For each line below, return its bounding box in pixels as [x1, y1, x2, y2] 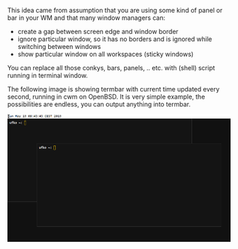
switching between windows [17, 43, 101, 50]
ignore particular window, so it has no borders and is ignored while [17, 35, 212, 43]
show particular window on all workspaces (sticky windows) [17, 50, 194, 58]
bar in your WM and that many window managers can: [7, 13, 166, 22]
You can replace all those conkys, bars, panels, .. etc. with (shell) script [7, 64, 215, 72]
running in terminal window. [7, 71, 89, 79]
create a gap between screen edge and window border [17, 28, 178, 35]
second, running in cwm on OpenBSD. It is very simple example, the [7, 92, 205, 101]
